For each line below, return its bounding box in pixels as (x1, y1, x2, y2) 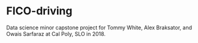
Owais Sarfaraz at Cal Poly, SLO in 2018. (6, 30, 106, 37)
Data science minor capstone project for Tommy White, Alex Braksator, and (6, 24, 192, 31)
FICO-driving (6, 4, 73, 18)
